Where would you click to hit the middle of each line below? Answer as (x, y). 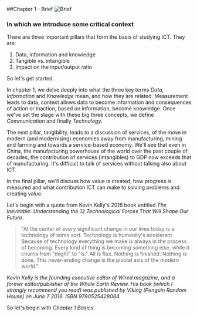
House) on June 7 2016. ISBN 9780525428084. (64, 296)
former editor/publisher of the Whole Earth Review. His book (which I (90, 284)
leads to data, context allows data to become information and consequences (99, 102)
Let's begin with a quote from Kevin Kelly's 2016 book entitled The (86, 205)
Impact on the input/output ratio (54, 67)
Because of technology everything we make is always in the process (104, 241)
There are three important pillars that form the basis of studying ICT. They (96, 37)
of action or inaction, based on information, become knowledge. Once (91, 109)
